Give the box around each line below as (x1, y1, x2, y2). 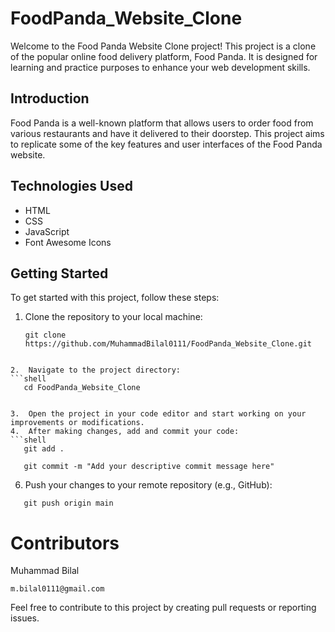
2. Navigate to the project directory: (10, 365, 182, 376)
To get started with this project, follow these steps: (10, 292, 220, 304)
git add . (23, 444, 65, 454)
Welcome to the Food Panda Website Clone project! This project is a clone (10, 40, 317, 52)
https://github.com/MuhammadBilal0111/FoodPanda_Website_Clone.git (24, 339, 312, 349)
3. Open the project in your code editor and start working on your (10, 409, 307, 419)
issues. (10, 612, 40, 624)
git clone (24, 330, 67, 341)
